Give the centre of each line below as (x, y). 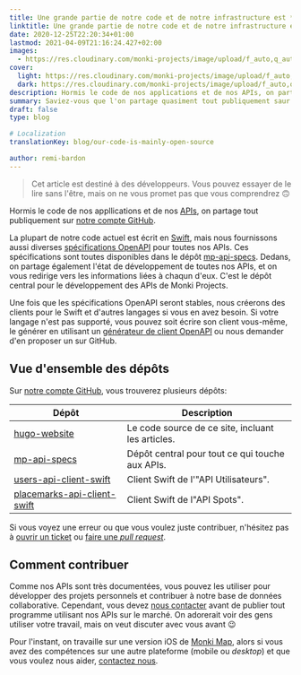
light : (30, 76)
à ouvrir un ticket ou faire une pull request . (88, 537)
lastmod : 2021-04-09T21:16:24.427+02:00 (86, 43)
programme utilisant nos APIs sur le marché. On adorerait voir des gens (141, 615)
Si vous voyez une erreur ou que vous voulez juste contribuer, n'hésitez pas (149, 527)
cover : (21, 68)
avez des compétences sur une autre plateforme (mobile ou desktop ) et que (150, 652)
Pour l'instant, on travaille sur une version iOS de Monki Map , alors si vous (146, 642)
